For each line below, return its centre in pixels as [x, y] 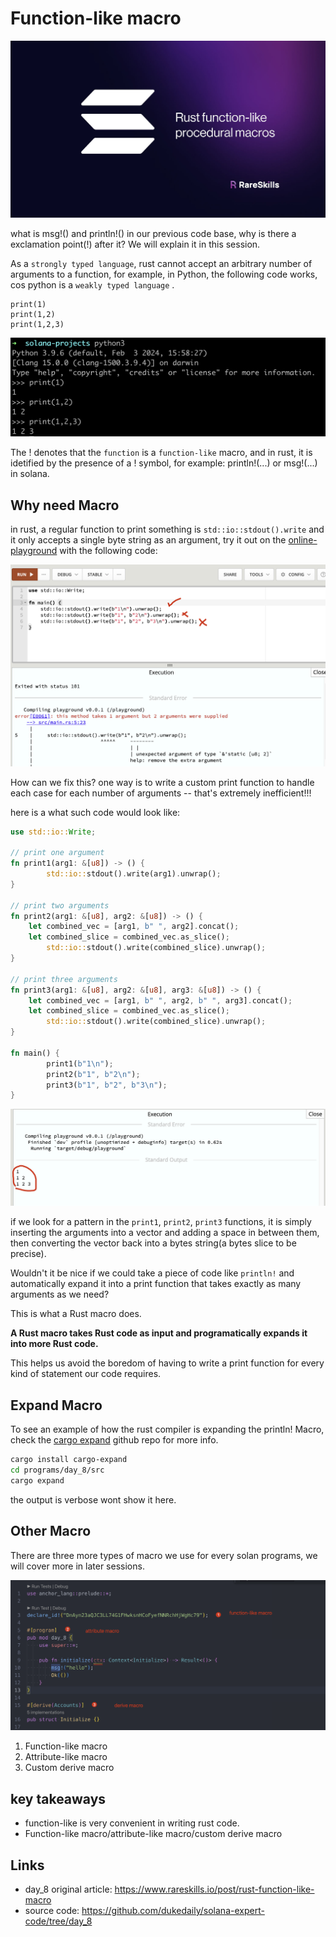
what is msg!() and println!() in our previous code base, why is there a [153, 233]
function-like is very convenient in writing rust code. [132, 1823]
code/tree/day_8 [58, 1921]
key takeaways [58, 1798]
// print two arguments [60, 905]
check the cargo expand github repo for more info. [114, 1440]
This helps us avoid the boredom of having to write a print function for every [167, 1363]
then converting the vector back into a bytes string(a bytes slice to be [153, 1243]
